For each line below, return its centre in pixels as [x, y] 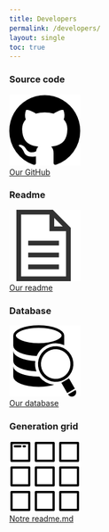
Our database [34, 403]
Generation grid [44, 427]
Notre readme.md [41, 519]
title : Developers [43, 19]
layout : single [37, 37]
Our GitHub [30, 172]
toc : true [27, 47]
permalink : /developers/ [55, 28]
